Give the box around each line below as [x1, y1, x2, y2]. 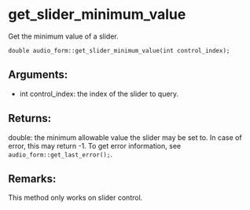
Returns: [8, 112, 52, 125]
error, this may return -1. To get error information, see [8, 141, 182, 150]
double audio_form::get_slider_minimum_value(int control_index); [8, 46, 230, 54]
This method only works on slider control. [8, 193, 143, 202]
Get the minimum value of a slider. [8, 31, 119, 41]
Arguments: [8, 68, 68, 82]
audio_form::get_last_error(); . [8, 149, 112, 159]
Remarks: [8, 171, 57, 186]
